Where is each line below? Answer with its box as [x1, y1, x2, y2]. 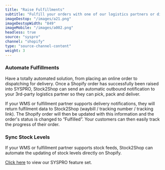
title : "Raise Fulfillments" [5, 7, 65, 12]
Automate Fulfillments [5, 64, 59, 71]
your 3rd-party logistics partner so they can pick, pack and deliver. [5, 91, 141, 97]
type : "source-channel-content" [5, 44, 71, 49]
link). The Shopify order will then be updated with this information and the [5, 111, 154, 117]
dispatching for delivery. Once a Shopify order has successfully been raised [5, 80, 159, 86]
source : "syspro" [5, 35, 41, 40]
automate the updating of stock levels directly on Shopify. [5, 150, 122, 156]
